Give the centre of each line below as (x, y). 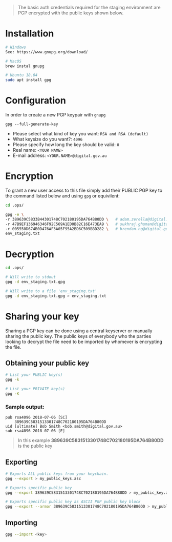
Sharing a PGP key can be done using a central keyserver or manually (79, 331)
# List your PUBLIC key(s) (34, 375)
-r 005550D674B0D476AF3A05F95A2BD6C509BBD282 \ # (61, 229)
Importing (21, 523)
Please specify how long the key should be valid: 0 (66, 145)
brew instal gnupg (25, 66)
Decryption (30, 254)
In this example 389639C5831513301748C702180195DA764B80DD (91, 440)
